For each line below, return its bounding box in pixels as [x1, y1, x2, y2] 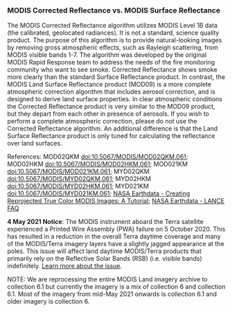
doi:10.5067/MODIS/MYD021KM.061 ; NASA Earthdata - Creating [7, 189, 190, 198]
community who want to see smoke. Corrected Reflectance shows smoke [7, 65, 217, 74]
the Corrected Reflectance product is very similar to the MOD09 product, [7, 103, 216, 111]
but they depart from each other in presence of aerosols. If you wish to [7, 110, 210, 118]
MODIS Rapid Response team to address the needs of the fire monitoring [7, 58, 215, 67]
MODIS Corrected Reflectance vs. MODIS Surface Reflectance [7, 6, 220, 15]
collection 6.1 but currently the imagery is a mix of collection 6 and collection [7, 283, 226, 291]
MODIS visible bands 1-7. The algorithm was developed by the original [7, 51, 207, 59]
